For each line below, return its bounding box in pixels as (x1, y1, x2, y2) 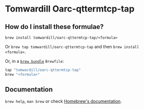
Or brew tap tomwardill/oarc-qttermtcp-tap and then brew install (5, 44, 139, 49)
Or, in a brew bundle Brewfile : (5, 58, 64, 64)
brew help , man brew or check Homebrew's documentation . (5, 98, 122, 104)
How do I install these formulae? (5, 23, 104, 31)
